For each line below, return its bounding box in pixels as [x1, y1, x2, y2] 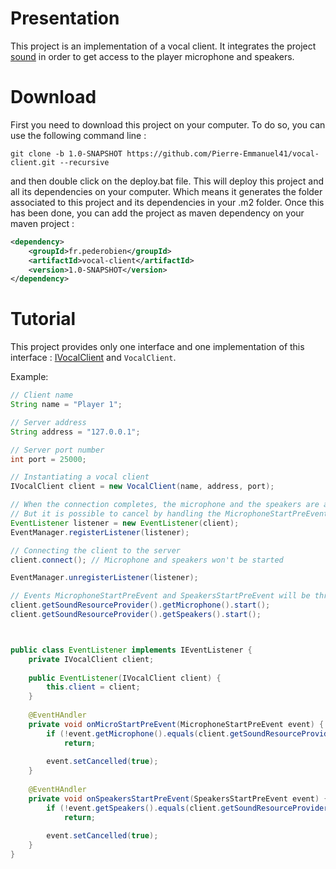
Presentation [10, 7, 120, 30]
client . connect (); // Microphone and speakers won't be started [10, 555, 284, 565]
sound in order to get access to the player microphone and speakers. [10, 50, 295, 62]
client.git [10, 157, 56, 167]
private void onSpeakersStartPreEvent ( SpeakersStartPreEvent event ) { [28, 793, 329, 804]
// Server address [10, 417, 87, 427]
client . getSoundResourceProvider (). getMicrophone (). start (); [10, 600, 271, 611]
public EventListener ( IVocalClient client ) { [28, 673, 222, 683]
